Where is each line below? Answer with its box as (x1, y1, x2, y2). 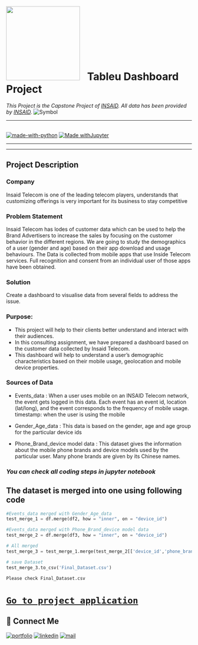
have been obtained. (6, 263, 56, 270)
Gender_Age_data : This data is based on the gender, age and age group (14, 422, 192, 429)
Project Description (6, 160, 79, 170)
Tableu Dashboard (87, 70, 179, 83)
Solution (6, 278, 31, 286)
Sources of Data (6, 379, 53, 387)
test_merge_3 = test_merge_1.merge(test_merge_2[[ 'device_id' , (6, 548, 165, 554)
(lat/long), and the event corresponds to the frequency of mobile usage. (14, 404, 190, 411)
